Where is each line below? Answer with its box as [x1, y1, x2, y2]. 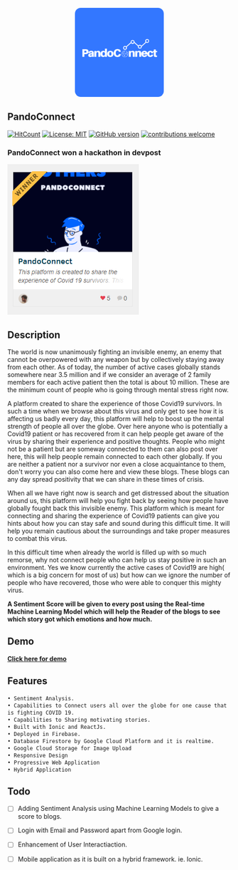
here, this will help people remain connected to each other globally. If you [7, 452, 222, 460]
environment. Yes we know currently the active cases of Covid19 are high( [7, 563, 225, 571]
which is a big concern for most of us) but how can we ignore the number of [7, 571, 231, 579]
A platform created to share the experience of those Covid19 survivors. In [7, 399, 222, 408]
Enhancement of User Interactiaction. [17, 840, 128, 849]
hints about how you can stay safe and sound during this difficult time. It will [7, 519, 230, 527]
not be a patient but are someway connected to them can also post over [7, 445, 218, 453]
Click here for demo [7, 654, 67, 663]
